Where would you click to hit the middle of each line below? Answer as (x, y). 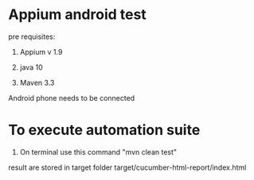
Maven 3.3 (37, 82)
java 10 (31, 67)
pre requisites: (32, 36)
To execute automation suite (104, 130)
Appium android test (78, 15)
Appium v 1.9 (41, 52)
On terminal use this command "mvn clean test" (98, 151)
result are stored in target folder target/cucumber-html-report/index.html (127, 167)
